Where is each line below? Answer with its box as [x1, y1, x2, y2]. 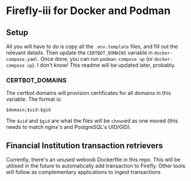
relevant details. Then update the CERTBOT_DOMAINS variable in [6, 49, 154, 56]
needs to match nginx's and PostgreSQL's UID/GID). [6, 124, 132, 131]
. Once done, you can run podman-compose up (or [37, 56, 154, 62]
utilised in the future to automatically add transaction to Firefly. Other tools [6, 162, 186, 169]
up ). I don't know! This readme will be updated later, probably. [27, 62, 176, 69]
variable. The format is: [6, 95, 62, 103]
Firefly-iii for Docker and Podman [6, 4, 171, 18]
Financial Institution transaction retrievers [6, 141, 163, 151]
